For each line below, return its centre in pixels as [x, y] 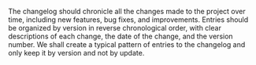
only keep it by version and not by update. [76, 53]
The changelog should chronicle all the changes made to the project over [127, 11]
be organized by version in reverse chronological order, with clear [115, 28]
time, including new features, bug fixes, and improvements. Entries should [128, 20]
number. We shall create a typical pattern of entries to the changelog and [127, 45]
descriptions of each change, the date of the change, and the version [121, 36]
